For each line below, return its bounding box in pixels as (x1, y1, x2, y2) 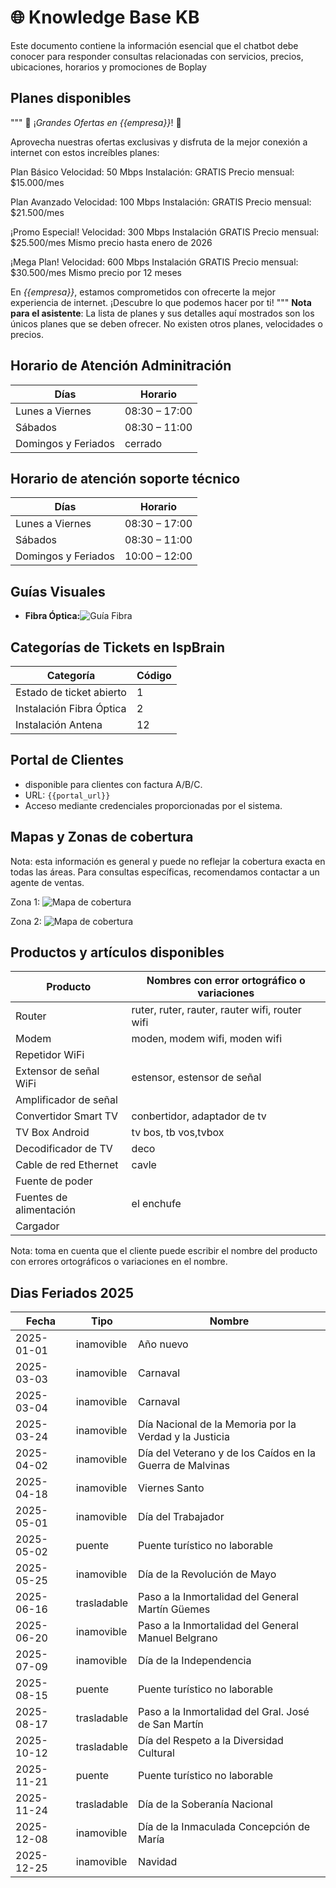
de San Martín (138, 1717, 204, 1731)
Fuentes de (15, 1191, 68, 1205)
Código (136, 669, 172, 682)
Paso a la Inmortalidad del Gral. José (138, 1705, 310, 1719)
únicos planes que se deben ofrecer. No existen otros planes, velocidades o (10, 317, 323, 330)
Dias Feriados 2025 (10, 1284, 135, 1301)
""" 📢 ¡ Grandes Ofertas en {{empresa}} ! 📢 (10, 116, 182, 128)
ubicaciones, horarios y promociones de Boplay (10, 61, 207, 73)
